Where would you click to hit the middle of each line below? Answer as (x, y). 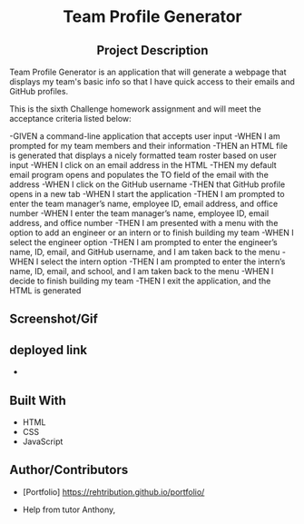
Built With (38, 400)
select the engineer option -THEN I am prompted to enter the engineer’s (144, 242)
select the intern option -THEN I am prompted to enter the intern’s (163, 262)
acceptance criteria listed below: (70, 119)
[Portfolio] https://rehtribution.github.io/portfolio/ (113, 491)
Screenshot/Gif (54, 319)
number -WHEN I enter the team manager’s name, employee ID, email (139, 213)
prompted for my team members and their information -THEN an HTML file (149, 146)
